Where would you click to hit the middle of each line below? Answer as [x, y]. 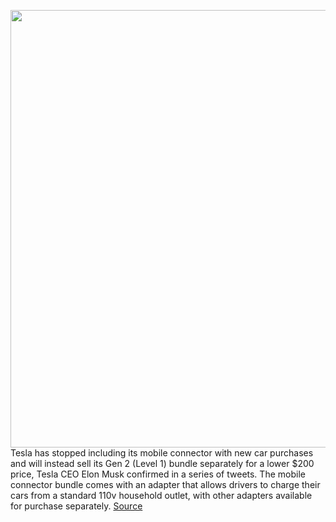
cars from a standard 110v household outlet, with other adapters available [161, 495]
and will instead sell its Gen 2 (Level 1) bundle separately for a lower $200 [162, 463]
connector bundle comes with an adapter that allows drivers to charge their [165, 484]
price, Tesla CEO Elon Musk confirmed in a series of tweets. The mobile [158, 474]
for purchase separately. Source [76, 506]
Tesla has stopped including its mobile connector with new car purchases [162, 453]
